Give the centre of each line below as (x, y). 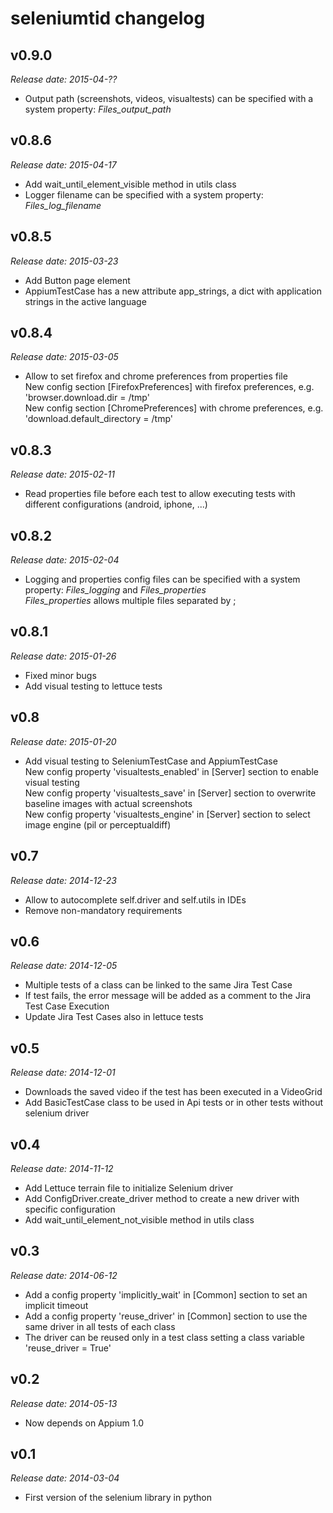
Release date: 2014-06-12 (64, 1275)
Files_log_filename (63, 205)
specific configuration (70, 1209)
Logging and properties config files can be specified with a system (162, 579)
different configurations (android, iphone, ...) (116, 504)
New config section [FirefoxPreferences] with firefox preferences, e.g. (169, 387)
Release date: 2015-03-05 (64, 357)
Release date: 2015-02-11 (62, 474)
